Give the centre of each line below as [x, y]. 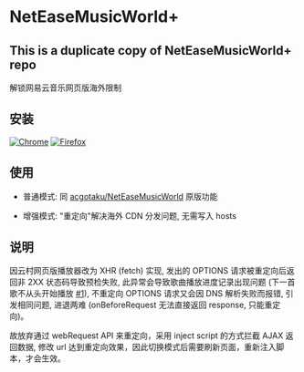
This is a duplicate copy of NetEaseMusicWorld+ [151, 51]
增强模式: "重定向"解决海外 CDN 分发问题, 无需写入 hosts [130, 215]
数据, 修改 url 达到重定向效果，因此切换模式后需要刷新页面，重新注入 [147, 347]
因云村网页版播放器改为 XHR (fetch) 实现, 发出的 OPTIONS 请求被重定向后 [148, 271]
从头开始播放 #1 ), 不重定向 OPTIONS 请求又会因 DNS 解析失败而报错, [154, 294]
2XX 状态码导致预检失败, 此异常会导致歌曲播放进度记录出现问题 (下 [153, 282]
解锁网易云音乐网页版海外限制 [65, 88]
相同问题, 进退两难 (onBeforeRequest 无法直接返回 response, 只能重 [145, 305]
